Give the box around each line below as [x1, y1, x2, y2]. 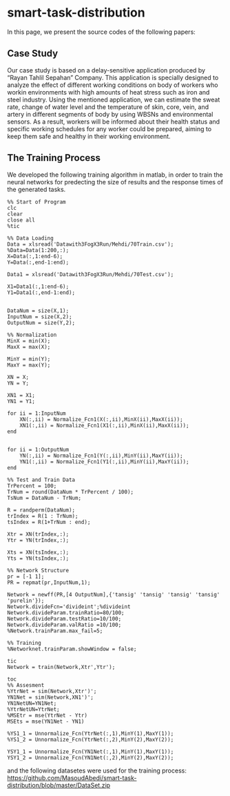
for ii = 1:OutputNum [7, 446, 70, 453]
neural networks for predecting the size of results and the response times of [7, 177, 224, 186]
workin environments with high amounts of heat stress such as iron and [7, 88, 210, 96]
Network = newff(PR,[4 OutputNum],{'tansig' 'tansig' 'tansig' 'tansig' [7, 591, 220, 598]
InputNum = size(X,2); [7, 313, 72, 320]
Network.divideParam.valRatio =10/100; [7, 621, 122, 628]
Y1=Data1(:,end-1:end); [7, 289, 76, 296]
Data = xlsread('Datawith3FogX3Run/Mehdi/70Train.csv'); [7, 240, 174, 248]
